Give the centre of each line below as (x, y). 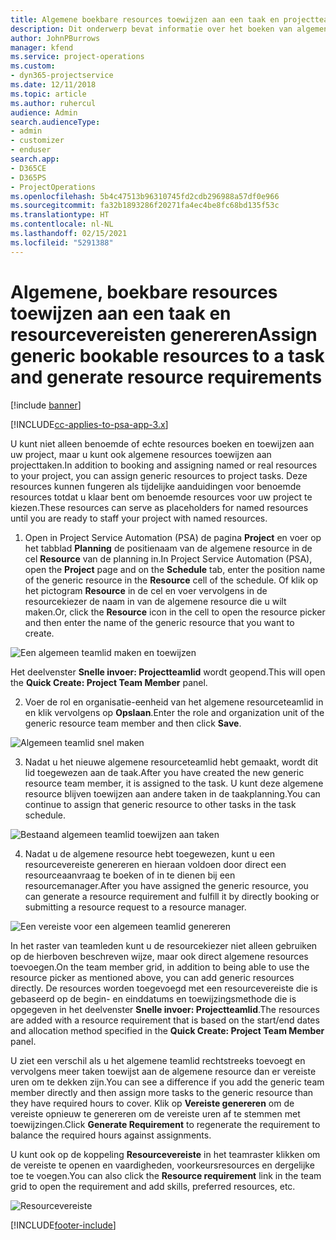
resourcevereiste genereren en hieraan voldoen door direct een (155, 864)
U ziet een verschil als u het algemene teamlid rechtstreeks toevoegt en (158, 1060)
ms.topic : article (48, 94)
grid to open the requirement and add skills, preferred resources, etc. (153, 1186)
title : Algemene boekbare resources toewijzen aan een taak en (145, 19)
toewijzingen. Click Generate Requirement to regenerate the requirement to (165, 1124)
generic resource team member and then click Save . (133, 723)
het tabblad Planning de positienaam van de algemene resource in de (168, 548)
